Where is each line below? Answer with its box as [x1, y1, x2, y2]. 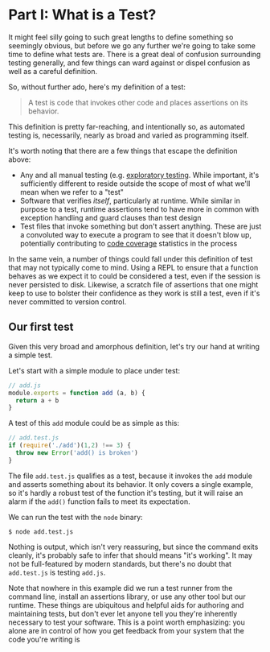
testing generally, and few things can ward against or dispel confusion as [8, 58, 251, 68]
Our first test [8, 320, 74, 334]
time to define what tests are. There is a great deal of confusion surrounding [8, 49, 261, 59]
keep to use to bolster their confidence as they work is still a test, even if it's [8, 288, 260, 298]
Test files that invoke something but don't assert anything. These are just [19, 221, 262, 231]
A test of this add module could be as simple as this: [8, 419, 180, 428]
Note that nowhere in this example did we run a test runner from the [8, 583, 233, 592]
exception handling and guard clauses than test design [19, 213, 202, 222]
